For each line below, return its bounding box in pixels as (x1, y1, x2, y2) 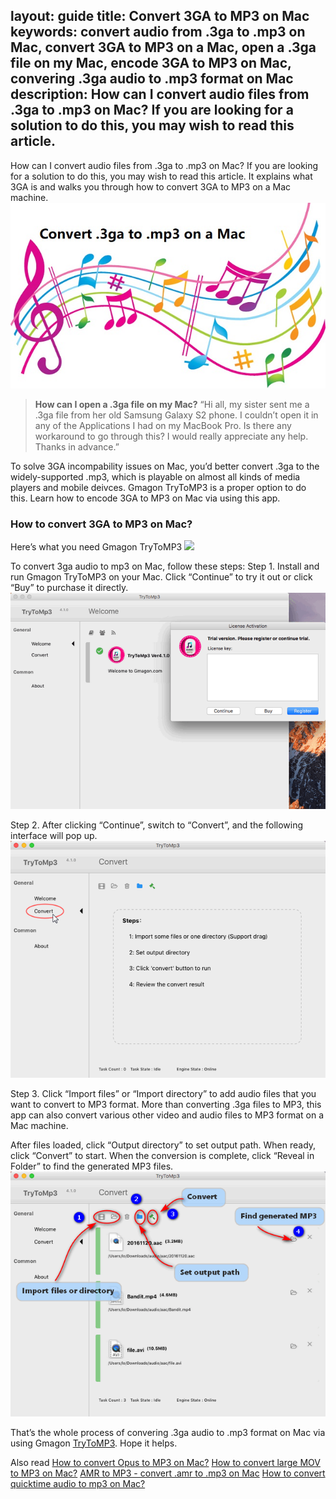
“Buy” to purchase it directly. (10, 582, 129, 594)
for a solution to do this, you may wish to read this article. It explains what (10, 170, 313, 182)
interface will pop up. (10, 829, 98, 841)
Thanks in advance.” (34, 440, 120, 453)
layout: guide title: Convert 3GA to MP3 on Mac (10, 8, 310, 25)
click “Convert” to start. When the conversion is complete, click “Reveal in (10, 1150, 315, 1162)
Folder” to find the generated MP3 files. (10, 1160, 174, 1173)
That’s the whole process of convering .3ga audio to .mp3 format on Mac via (10, 1426, 326, 1438)
